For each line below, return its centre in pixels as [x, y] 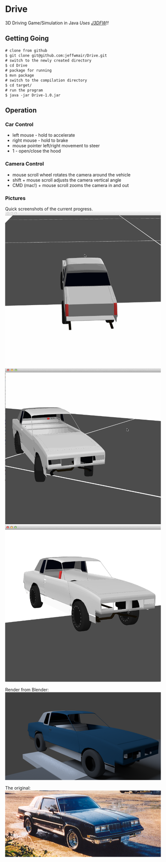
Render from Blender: [27, 689]
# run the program [24, 90]
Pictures [16, 198]
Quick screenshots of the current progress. [49, 209]
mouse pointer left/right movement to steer [56, 146]
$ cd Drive [16, 65]
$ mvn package [20, 75]
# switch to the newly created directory [48, 61]
